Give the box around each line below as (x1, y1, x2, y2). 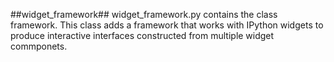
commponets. (10, 40, 68, 52)
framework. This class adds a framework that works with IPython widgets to (10, 19, 324, 31)
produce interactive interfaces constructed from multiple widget (10, 30, 275, 41)
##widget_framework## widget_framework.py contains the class (10, 9, 278, 20)
